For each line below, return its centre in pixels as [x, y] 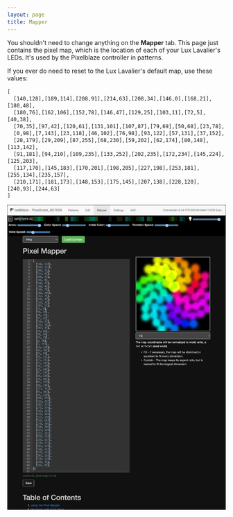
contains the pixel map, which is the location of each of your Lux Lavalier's [114, 50]
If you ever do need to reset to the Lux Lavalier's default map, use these [110, 71]
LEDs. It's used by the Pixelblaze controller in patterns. [85, 57]
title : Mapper [28, 22]
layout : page [26, 15]
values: [17, 78]
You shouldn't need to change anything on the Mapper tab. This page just [113, 42]
